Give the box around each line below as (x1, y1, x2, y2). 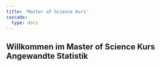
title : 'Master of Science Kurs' (6, 8, 89, 15)
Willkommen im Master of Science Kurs (6, 42, 156, 52)
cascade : (6, 14, 28, 20)
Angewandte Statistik (6, 51, 89, 61)
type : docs (11, 20, 39, 25)
